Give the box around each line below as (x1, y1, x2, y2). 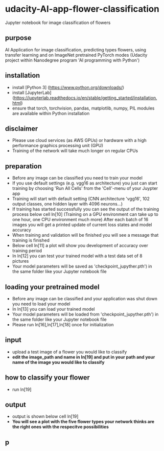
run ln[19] (12, 386, 32, 392)
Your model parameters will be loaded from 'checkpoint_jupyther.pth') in (12, 312, 159, 317)
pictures (12, 258, 29, 264)
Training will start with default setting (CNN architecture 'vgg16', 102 (12, 196, 150, 202)
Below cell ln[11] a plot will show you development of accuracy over (12, 243, 148, 248)
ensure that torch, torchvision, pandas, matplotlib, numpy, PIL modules (12, 105, 155, 111)
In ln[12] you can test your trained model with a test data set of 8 (12, 253, 143, 259)
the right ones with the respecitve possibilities (12, 424, 109, 430)
